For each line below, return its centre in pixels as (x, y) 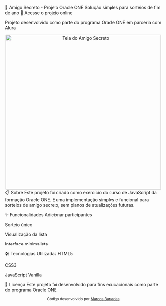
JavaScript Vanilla (24, 275)
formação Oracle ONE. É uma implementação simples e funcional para (77, 200)
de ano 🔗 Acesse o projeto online (39, 13)
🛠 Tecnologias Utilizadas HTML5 (39, 254)
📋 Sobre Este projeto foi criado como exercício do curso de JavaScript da (81, 193)
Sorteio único (19, 225)
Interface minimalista (27, 244)
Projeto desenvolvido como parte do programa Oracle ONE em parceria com (83, 23)
